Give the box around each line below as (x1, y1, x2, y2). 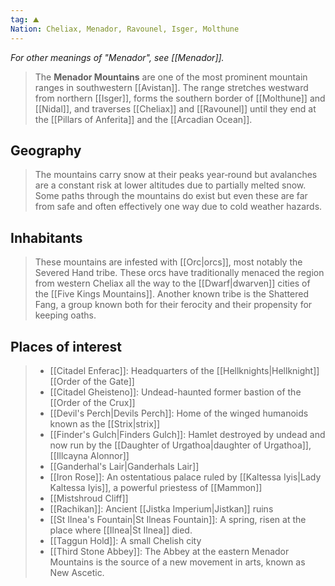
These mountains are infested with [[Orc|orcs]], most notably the (34, 256, 303, 268)
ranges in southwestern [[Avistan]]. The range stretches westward (34, 81, 309, 93)
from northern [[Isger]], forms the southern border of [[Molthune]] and (34, 92, 326, 104)
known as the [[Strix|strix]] (49, 417, 160, 430)
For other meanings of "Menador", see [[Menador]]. (10, 51, 225, 63)
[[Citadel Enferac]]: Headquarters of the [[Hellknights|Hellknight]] (49, 364, 320, 376)
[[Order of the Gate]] (49, 375, 135, 387)
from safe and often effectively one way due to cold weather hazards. (34, 201, 323, 213)
